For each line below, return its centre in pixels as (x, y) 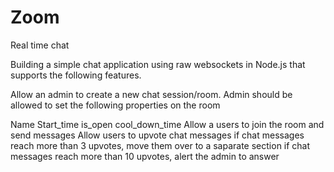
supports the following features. (76, 75)
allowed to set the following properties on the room (115, 105)
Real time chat (40, 45)
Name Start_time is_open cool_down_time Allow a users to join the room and (167, 124)
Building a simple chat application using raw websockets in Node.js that (158, 64)
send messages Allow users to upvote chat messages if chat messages (157, 135)
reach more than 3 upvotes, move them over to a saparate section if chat (160, 145)
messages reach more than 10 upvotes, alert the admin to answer (145, 156)
